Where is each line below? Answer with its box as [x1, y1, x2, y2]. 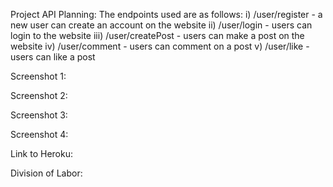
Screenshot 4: [10, 129, 69, 140]
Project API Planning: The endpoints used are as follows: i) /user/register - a [10, 9, 323, 20]
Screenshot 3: [10, 109, 68, 121]
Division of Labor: [10, 167, 83, 179]
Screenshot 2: [10, 90, 68, 101]
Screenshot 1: [10, 70, 67, 82]
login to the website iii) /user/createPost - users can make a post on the [10, 30, 305, 41]
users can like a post [10, 51, 96, 63]
